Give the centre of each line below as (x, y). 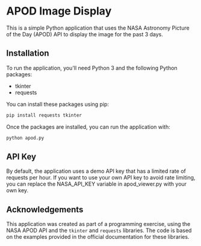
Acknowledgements (45, 209)
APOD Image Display (59, 11)
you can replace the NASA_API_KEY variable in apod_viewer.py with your (97, 184)
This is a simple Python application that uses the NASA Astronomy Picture (98, 28)
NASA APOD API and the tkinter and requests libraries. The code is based (99, 230)
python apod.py (25, 138)
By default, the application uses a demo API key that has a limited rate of (96, 171)
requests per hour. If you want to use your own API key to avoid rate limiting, (101, 178)
